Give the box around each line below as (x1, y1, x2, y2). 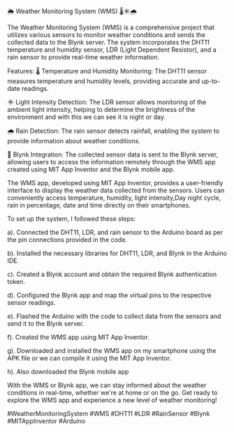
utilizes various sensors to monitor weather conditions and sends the (7, 31, 206, 38)
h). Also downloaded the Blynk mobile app (7, 368, 129, 375)
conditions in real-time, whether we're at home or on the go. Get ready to (7, 389, 218, 396)
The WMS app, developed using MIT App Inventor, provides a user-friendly (7, 179, 224, 187)
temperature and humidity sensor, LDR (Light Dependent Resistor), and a (7, 45, 217, 54)
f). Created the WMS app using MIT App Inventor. (7, 333, 150, 341)
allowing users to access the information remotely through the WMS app (7, 158, 216, 166)
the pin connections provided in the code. (7, 236, 128, 244)
